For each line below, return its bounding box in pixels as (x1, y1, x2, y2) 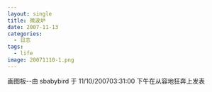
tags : (7, 43, 23, 50)
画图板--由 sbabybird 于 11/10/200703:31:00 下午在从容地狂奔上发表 (7, 76, 206, 85)
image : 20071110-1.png (7, 57, 74, 64)
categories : (7, 30, 43, 38)
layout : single (7, 10, 52, 18)
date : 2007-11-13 (7, 23, 59, 30)
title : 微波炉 (7, 17, 46, 24)
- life (13, 50, 33, 57)
